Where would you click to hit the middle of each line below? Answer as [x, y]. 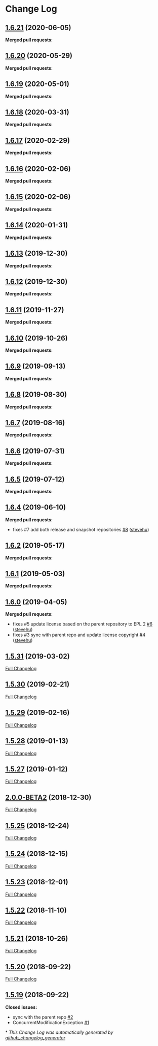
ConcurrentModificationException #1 [51, 1022]
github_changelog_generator [35, 1037]
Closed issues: [21, 1007]
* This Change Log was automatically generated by [59, 1032]
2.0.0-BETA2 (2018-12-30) [48, 797]
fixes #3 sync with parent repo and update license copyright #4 [79, 635]
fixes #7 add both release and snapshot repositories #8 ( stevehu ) [81, 529]
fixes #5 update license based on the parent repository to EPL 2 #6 [83, 624]
